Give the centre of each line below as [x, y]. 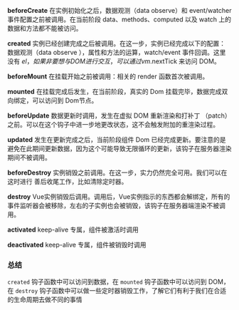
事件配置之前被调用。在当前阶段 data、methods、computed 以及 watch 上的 [119, 19]
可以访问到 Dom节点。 [65, 100]
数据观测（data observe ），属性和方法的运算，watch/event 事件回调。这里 [117, 52]
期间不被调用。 [29, 157]
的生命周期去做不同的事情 [45, 300]
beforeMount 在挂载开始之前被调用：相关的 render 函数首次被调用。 [108, 76]
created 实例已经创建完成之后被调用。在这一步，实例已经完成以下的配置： [117, 43]
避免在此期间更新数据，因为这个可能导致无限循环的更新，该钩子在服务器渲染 [119, 149]
